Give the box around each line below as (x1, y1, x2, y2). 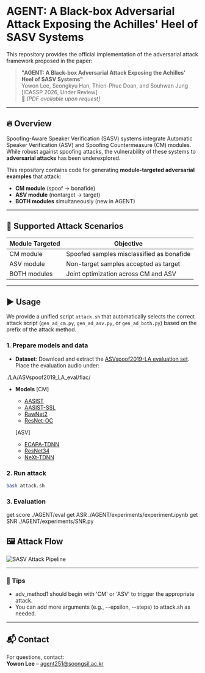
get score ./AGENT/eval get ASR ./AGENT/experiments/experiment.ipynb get (6, 511, 198, 519)
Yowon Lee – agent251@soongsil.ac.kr (6, 660, 104, 667)
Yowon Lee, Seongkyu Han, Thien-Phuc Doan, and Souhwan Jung (21, 81, 189, 89)
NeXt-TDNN (24, 453, 55, 461)
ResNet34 (24, 447, 50, 454)
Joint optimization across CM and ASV (66, 269, 177, 278)
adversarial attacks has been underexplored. (6, 154, 121, 162)
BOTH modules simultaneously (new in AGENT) (15, 197, 135, 205)
